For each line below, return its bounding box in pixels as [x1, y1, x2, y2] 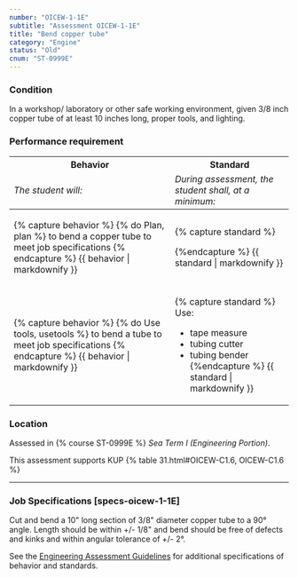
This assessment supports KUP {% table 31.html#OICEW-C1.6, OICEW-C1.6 [9, 455, 285, 465]
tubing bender [189, 348, 249, 360]
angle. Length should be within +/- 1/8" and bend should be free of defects [9, 525, 284, 535]
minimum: [174, 194, 216, 207]
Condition [9, 83, 53, 96]
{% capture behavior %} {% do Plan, [13, 218, 165, 231]
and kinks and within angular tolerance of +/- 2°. [9, 534, 186, 544]
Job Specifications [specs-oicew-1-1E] [9, 495, 180, 507]
